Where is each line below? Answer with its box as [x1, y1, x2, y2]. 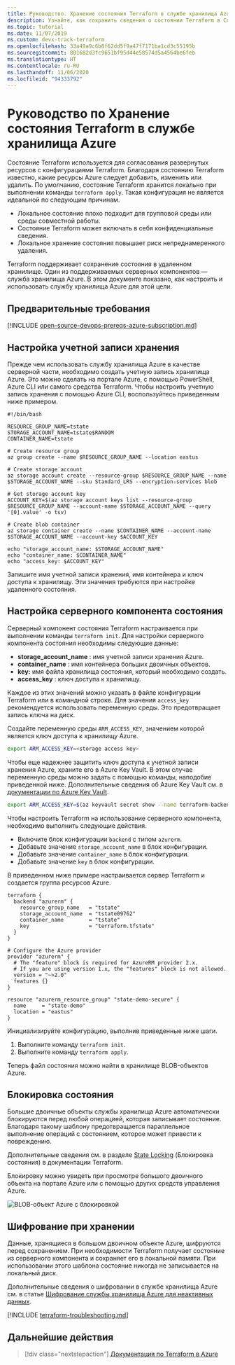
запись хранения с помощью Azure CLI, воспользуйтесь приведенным [7, 389, 220, 398]
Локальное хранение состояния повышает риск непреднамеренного [17, 239, 225, 247]
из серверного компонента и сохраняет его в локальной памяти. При [7, 1254, 216, 1263]
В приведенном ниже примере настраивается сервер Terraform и [7, 871, 205, 879]
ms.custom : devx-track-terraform [7, 36, 105, 43]
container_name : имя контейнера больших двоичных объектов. [17, 660, 211, 668]
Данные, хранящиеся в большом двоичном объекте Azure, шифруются [7, 1239, 222, 1247]
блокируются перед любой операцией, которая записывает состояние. [7, 1115, 222, 1123]
